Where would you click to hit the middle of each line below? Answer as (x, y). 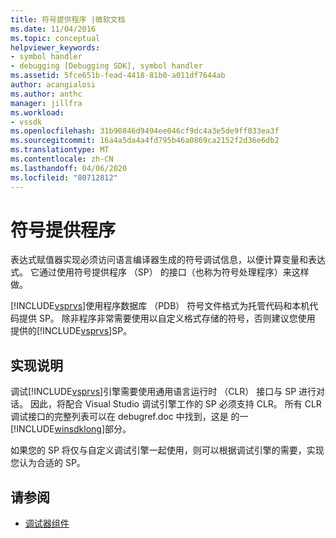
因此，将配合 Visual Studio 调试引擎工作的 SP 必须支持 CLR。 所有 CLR (175, 404)
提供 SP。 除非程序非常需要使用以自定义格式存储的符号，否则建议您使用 (167, 318)
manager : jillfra (46, 103)
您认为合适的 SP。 (48, 463)
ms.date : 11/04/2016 (53, 29)
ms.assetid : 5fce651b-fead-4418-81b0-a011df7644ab (118, 76)
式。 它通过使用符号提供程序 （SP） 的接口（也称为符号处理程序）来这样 (160, 272)
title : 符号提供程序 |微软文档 (68, 19)
